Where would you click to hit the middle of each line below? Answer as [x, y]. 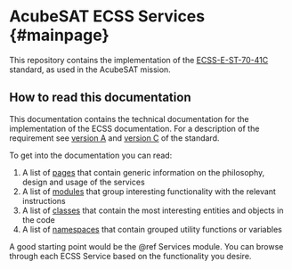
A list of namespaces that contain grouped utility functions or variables [152, 229]
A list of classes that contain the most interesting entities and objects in [153, 210]
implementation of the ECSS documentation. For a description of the [134, 128]
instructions [44, 200]
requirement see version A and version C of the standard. [114, 138]
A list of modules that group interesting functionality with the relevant [149, 191]
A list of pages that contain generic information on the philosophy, [143, 172]
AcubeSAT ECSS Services [107, 16]
